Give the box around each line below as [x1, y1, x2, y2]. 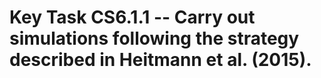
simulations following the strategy [9, 27, 300, 50]
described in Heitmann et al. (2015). [9, 49, 312, 71]
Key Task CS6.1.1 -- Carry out [9, 6, 256, 29]
